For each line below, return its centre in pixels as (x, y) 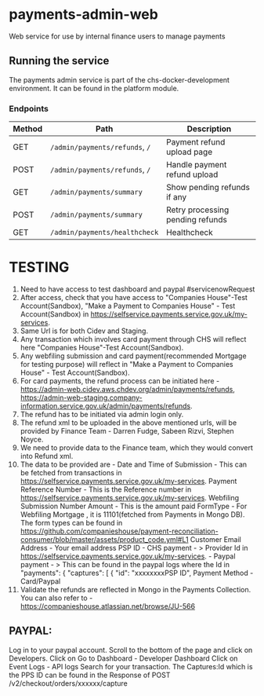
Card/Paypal (40, 581)
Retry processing (198, 210)
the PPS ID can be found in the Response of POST (90, 675)
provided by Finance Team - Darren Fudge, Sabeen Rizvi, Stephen (127, 430)
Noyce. (32, 439)
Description (209, 129)
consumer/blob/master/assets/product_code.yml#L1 (104, 539)
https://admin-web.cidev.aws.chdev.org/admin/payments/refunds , (128, 389)
